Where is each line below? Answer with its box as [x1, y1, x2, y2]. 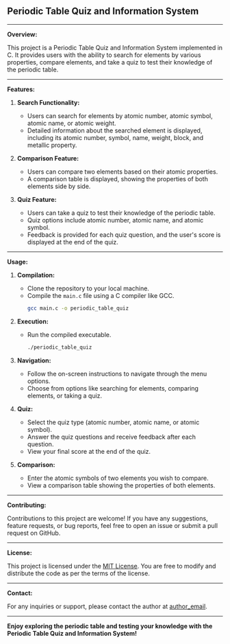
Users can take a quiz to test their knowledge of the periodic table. [27, 209, 216, 217]
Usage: [7, 257, 29, 266]
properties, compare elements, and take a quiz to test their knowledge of [7, 58, 213, 66]
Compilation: [16, 271, 55, 279]
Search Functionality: [16, 98, 80, 106]
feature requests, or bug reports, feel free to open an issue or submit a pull [7, 521, 218, 529]
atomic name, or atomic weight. [27, 119, 116, 127]
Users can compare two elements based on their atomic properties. [27, 168, 218, 176]
